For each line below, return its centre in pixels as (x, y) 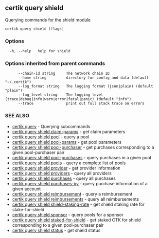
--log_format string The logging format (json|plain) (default (85, 87)
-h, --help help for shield (40, 51)
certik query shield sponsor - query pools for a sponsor (68, 215)
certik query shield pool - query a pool (51, 137)
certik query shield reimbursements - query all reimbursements (75, 199)
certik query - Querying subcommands (51, 126)
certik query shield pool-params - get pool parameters (67, 142)
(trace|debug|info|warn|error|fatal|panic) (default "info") (68, 99)
